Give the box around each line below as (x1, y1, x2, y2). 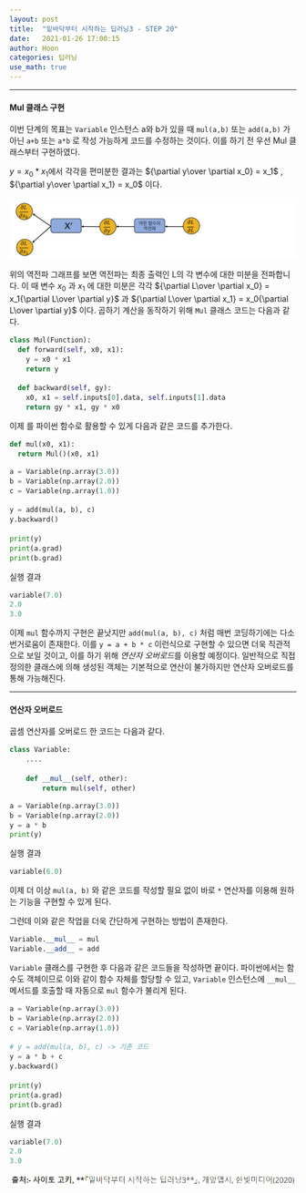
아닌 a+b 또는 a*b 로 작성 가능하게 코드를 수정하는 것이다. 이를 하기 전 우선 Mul (9, 135, 288, 146)
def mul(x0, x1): (9, 440, 76, 449)
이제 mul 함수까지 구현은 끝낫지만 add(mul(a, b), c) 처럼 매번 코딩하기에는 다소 (9, 627, 295, 638)
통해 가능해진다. (9, 673, 66, 684)
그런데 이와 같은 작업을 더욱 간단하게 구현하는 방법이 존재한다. (9, 916, 229, 927)
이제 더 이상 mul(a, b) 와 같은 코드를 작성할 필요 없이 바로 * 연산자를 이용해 (9, 885, 278, 896)
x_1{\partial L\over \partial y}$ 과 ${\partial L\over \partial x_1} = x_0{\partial (9, 293, 289, 304)
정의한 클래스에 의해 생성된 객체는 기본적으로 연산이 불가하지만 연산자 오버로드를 (9, 662, 294, 673)
